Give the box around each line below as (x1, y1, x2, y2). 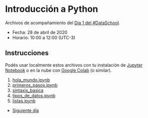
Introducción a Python (5, 3, 99, 15)
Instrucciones (5, 49, 49, 57)
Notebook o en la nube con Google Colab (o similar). (5, 67, 112, 73)
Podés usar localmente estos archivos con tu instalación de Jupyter (5, 62, 143, 68)
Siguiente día (12, 107, 39, 113)
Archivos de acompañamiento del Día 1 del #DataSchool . (5, 20, 120, 26)
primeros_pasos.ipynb (12, 82, 58, 88)
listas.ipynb (12, 98, 36, 104)
